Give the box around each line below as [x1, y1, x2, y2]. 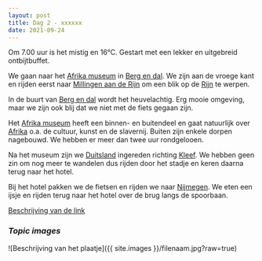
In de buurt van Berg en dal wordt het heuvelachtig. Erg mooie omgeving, [8, 95, 245, 105]
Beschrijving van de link [8, 206, 86, 215]
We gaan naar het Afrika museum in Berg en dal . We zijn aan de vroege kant [8, 72, 255, 81]
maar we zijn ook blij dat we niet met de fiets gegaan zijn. [8, 103, 194, 112]
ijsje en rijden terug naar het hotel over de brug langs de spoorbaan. [8, 190, 229, 200]
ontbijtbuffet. [8, 56, 50, 65]
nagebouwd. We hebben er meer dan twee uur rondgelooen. [8, 135, 204, 145]
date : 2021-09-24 [8, 26, 65, 34]
